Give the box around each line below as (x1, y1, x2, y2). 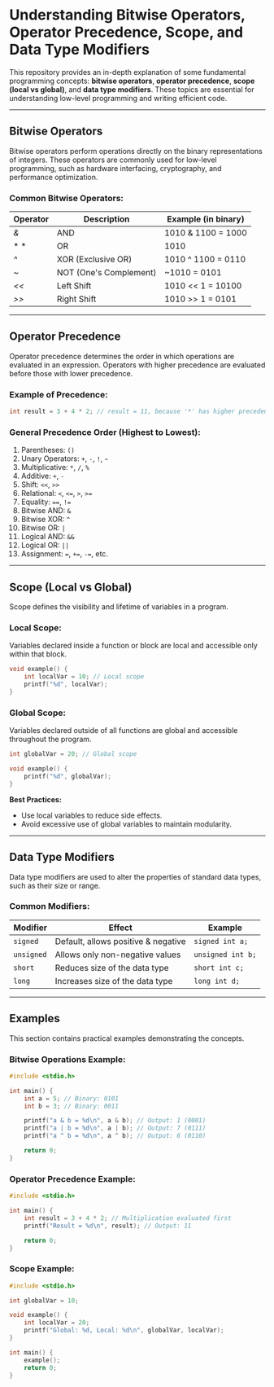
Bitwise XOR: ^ (20, 515, 71, 525)
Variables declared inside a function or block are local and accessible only (9, 641, 259, 651)
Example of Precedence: (9, 388, 108, 400)
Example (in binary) (167, 213, 245, 225)
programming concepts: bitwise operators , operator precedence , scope (9, 76, 255, 86)
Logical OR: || (20, 540, 70, 551)
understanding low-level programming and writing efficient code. (9, 93, 228, 103)
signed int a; (194, 937, 249, 946)
